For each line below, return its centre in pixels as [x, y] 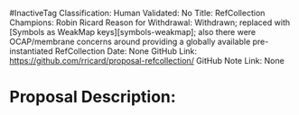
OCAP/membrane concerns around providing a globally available [130, 41]
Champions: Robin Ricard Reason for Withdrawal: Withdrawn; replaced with [150, 22]
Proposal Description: [93, 97]
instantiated [31, 51]
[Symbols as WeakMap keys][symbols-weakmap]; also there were [133, 32]
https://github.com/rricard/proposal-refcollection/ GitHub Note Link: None [147, 61]
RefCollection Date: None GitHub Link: [126, 51]
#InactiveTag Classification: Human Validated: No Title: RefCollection [137, 13]
